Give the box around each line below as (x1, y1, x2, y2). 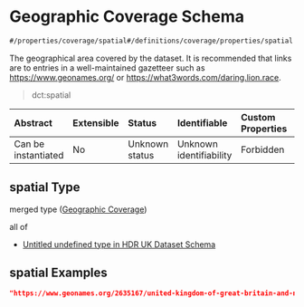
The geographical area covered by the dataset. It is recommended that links (9, 53, 292, 63)
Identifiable (176, 116, 228, 129)
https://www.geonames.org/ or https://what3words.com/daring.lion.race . (9, 72, 282, 82)
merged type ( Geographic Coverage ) (9, 204, 147, 215)
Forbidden (241, 143, 285, 156)
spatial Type (9, 179, 81, 196)
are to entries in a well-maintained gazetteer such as (9, 62, 205, 73)
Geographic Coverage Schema (9, 6, 244, 27)
